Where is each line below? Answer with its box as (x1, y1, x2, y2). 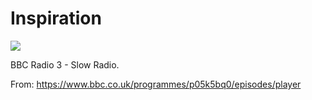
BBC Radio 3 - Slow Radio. (10, 58, 120, 71)
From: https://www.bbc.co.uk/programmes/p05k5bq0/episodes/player (10, 78, 302, 90)
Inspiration (10, 7, 102, 30)
